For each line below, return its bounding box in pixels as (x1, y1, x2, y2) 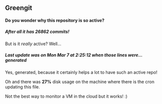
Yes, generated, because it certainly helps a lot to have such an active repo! (5, 69, 158, 75)
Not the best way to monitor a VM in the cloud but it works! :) (5, 93, 128, 99)
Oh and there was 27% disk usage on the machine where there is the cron (5, 79, 155, 85)
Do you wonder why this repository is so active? (5, 17, 105, 23)
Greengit (5, 4, 33, 12)
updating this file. (5, 84, 40, 89)
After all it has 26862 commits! (5, 29, 70, 35)
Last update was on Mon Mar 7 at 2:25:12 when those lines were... (5, 52, 143, 58)
